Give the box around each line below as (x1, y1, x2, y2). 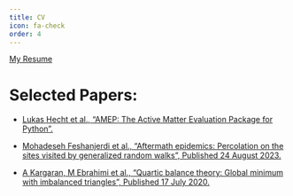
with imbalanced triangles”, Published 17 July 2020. (21, 176, 211, 187)
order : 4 (9, 29, 42, 38)
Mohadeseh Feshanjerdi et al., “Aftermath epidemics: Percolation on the (21, 141, 284, 152)
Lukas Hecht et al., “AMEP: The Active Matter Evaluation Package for (21, 114, 273, 125)
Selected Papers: (9, 85, 138, 105)
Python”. (21, 123, 53, 134)
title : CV (9, 12, 46, 22)
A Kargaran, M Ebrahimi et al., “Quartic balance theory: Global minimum (21, 168, 284, 178)
